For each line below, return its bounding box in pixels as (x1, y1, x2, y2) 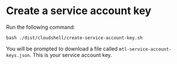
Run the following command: (6, 23, 75, 31)
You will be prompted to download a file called (6, 45, 118, 52)
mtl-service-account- (119, 46, 172, 52)
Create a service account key (6, 4, 151, 18)
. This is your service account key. (29, 51, 113, 58)
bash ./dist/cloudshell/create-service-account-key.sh (6, 35, 143, 41)
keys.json (6, 52, 30, 58)
